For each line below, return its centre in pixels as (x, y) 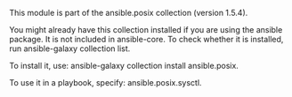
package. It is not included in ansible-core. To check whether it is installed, (146, 39)
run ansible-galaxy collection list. (70, 48)
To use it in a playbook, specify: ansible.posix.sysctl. (105, 82)
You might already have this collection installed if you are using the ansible (146, 30)
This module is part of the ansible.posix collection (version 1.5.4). (129, 13)
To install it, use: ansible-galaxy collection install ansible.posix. (124, 66)
